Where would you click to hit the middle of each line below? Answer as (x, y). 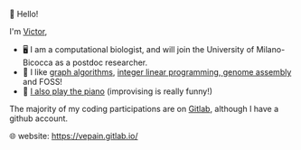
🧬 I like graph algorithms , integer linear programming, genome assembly (157, 72)
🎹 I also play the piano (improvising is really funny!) (118, 91)
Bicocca (38, 62)
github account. (39, 118)
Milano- (271, 49)
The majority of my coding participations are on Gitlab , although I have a (144, 109)
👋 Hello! (24, 14)
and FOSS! (42, 82)
